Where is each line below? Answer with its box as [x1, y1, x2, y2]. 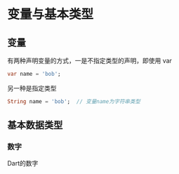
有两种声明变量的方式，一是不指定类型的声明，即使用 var [7, 57, 172, 65]
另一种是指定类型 [7, 83, 57, 92]
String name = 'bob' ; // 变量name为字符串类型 [7, 98, 140, 105]
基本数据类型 [7, 119, 63, 131]
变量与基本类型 [7, 6, 94, 22]
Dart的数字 [7, 159, 39, 168]
